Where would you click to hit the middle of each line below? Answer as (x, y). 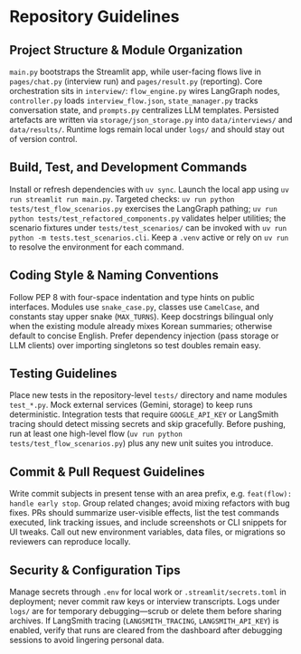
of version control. (44, 139)
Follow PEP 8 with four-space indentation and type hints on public (132, 297)
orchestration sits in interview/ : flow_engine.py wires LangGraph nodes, (145, 91)
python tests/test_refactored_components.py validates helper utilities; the (148, 218)
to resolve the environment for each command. (97, 247)
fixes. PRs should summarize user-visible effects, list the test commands (145, 513)
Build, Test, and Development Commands (128, 168)
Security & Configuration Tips (95, 570)
